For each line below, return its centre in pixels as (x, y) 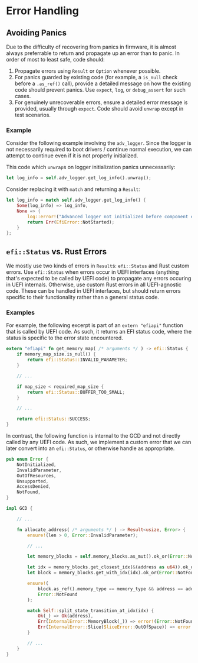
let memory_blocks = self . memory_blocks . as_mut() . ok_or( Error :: (108, 557)
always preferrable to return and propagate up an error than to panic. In (93, 53)
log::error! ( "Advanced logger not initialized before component (108, 216)
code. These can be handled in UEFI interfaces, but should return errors (93, 291)
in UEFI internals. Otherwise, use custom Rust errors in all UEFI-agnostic (94, 284)
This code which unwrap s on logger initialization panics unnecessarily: (91, 167)
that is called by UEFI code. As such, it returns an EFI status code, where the (99, 332)
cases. (23, 96)
